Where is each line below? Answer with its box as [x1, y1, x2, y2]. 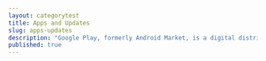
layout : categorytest [8, 11, 80, 20]
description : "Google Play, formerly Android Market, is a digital [8, 33, 236, 42]
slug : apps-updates [8, 26, 73, 34]
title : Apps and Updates [8, 19, 90, 27]
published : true [8, 41, 62, 49]
